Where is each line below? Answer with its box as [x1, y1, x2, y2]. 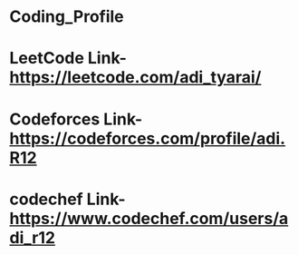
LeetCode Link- [9, 48, 127, 69]
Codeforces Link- [9, 109, 143, 129]
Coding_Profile [9, 6, 124, 27]
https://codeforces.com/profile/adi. [9, 128, 286, 149]
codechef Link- [9, 189, 126, 210]
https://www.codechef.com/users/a [9, 208, 289, 229]
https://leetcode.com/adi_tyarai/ [9, 67, 262, 88]
